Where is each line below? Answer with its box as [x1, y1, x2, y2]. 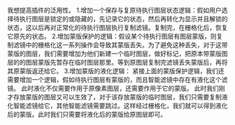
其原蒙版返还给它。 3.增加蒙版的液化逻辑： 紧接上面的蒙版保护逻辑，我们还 [7, 67, 225, 75]
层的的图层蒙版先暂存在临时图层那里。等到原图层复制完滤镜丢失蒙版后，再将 [7, 58, 228, 66]
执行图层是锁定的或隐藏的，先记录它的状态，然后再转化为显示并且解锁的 [19, 15, 228, 23]
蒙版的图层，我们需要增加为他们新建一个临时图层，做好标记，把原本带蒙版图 [7, 49, 228, 58]
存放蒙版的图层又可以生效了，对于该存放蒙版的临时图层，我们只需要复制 [13, 93, 222, 101]
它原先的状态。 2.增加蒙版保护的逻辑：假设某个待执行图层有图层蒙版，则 [7, 32, 217, 40]
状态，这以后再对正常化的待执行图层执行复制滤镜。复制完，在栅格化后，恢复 [7, 24, 228, 31]
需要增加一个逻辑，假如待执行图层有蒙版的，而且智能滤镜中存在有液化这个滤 [7, 76, 228, 83]
